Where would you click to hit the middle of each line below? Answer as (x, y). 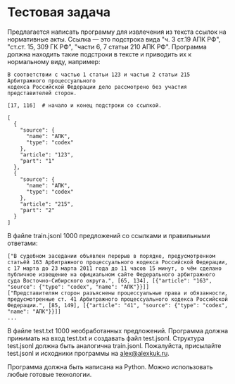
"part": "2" (37, 210)
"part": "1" (37, 161)
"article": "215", (47, 204)
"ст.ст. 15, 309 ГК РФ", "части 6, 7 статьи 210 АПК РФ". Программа (107, 47)
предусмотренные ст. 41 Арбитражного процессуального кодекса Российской (118, 299)
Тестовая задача (59, 12)
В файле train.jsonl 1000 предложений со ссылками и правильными (109, 235)
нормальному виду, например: (54, 61)
